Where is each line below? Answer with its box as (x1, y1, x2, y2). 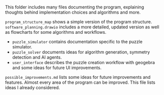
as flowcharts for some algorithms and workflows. (5, 29, 107, 35)
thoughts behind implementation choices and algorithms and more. (5, 9, 141, 15)
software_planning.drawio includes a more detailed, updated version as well (5, 24, 160, 30)
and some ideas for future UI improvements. (12, 65, 102, 71)
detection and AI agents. (12, 54, 62, 60)
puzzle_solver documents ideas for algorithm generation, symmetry (12, 49, 150, 55)
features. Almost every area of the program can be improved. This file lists (5, 79, 156, 85)
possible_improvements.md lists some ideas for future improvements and (5, 74, 151, 80)
